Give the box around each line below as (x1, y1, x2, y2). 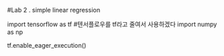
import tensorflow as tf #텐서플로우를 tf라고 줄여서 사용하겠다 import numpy (7, 20, 218, 28)
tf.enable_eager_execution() (7, 41, 86, 49)
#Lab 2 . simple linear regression (7, 6, 100, 14)
